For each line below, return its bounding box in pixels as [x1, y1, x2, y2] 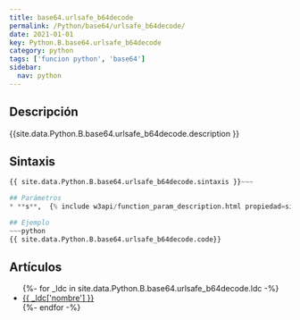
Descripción [9, 105, 79, 120]
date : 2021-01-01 [9, 29, 74, 38]
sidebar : [9, 63, 42, 72]
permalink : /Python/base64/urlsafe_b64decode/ [9, 21, 186, 30]
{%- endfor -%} [21, 302, 81, 313]
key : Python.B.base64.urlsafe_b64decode [9, 38, 162, 47]
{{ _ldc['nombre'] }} [21, 292, 95, 304]
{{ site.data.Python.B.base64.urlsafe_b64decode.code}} [9, 234, 221, 244]
